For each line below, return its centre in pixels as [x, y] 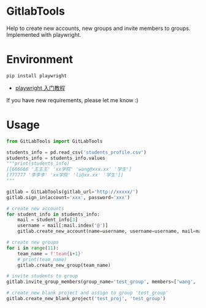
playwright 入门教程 [40, 88]
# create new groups [33, 242]
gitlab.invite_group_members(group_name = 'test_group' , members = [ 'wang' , [101, 282]
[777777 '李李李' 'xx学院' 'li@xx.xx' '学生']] [65, 175]
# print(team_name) [42, 259]
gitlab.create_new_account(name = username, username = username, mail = [107, 231]
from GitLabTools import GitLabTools [55, 141]
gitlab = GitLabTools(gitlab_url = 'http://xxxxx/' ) [72, 192]
